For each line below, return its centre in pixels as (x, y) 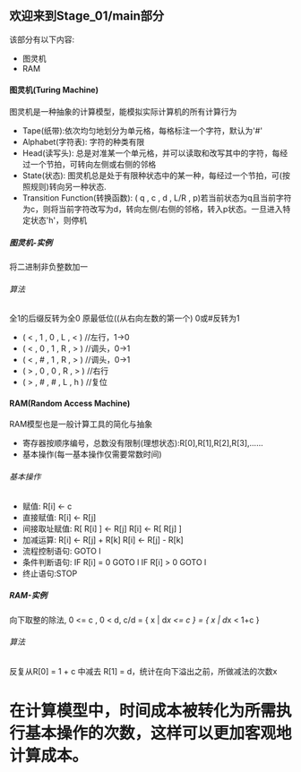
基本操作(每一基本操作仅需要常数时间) (92, 454)
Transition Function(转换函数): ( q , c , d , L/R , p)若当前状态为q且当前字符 (157, 198)
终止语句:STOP (50, 573)
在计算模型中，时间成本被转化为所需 (143, 711)
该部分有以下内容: (42, 39)
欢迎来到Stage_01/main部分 (87, 16)
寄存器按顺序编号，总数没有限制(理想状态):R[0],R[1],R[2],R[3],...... (142, 443)
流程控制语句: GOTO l (61, 551)
